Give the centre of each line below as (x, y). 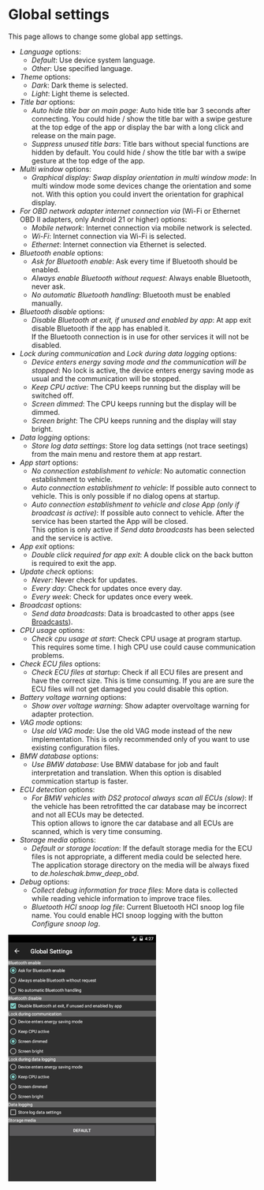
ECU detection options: (57, 789)
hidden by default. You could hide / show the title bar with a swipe (139, 152)
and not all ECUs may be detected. (87, 814)
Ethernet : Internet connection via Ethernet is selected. (119, 244)
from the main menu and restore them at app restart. (117, 454)
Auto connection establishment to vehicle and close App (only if (135, 504)
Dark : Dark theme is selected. (80, 85)
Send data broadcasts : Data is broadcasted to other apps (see (133, 613)
